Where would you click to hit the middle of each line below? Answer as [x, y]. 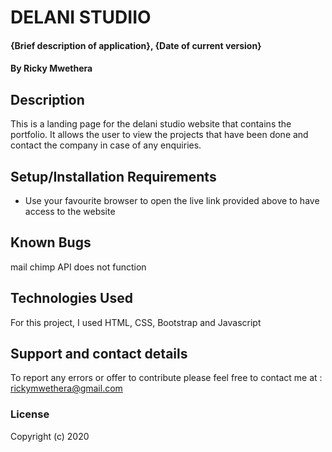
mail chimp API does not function [78, 267]
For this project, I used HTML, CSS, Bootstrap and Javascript [136, 322]
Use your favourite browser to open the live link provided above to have [172, 200]
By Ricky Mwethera [51, 68]
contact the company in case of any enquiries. [106, 145]
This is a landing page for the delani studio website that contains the [151, 124]
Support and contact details [99, 354]
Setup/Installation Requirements [113, 176]
